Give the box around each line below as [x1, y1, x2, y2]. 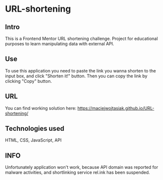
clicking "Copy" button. [5, 78, 52, 84]
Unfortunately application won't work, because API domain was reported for [5, 164, 159, 170]
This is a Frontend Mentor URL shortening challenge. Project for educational [5, 36, 158, 41]
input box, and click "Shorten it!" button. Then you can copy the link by [5, 73, 148, 79]
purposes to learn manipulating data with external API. [5, 41, 115, 47]
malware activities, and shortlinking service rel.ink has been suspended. [5, 169, 150, 176]
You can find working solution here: [5, 105, 77, 111]
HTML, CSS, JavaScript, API [5, 137, 62, 143]
